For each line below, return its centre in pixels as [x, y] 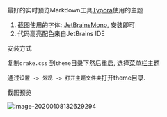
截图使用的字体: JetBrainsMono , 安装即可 [76, 25]
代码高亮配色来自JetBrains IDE [61, 34]
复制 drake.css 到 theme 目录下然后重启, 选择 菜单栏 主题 [83, 63]
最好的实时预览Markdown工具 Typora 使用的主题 [75, 10]
